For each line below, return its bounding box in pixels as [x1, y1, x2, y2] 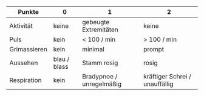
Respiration [9, 76, 42, 84]
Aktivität [9, 22, 33, 30]
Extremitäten [81, 25, 118, 34]
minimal [81, 45, 104, 53]
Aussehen [9, 59, 38, 67]
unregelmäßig [81, 80, 122, 88]
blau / [53, 55, 70, 63]
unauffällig [143, 80, 174, 88]
